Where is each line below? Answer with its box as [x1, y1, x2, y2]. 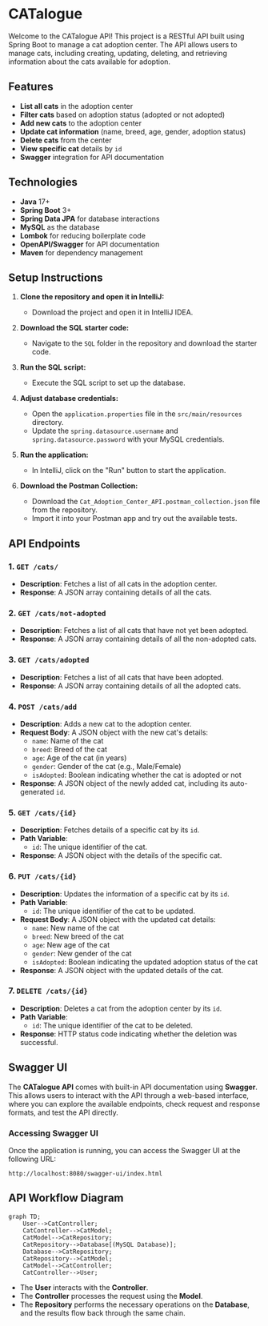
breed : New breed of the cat [31, 931, 124, 941]
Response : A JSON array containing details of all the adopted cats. [19, 681, 242, 691]
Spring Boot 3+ [19, 205, 72, 214]
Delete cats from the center [19, 135, 112, 145]
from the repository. [31, 505, 98, 515]
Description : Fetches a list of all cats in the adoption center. [19, 579, 218, 589]
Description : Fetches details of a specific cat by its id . [19, 825, 200, 835]
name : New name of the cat [31, 923, 120, 932]
